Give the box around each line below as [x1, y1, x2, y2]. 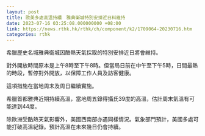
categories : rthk [6, 32, 51, 38]
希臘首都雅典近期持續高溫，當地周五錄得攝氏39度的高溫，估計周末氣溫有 [6, 95, 190, 103]
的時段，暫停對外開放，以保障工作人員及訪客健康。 [6, 69, 135, 76]
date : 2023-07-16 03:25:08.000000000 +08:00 [6, 20, 121, 26]
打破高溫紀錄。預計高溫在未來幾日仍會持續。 [11, 123, 124, 131]
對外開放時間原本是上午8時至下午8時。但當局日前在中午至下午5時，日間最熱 [6, 62, 198, 69]
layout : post [6, 8, 40, 15]
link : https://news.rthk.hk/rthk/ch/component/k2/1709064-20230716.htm [6, 25, 192, 32]
